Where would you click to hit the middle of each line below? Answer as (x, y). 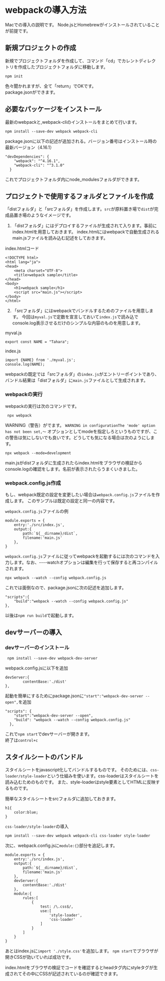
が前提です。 (18, 31)
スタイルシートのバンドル (44, 757)
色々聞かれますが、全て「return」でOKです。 (51, 86)
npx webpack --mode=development (38, 453)
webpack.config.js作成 (33, 483)
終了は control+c (22, 740)
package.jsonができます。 (31, 92)
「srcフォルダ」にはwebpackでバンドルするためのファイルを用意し (81, 311)
